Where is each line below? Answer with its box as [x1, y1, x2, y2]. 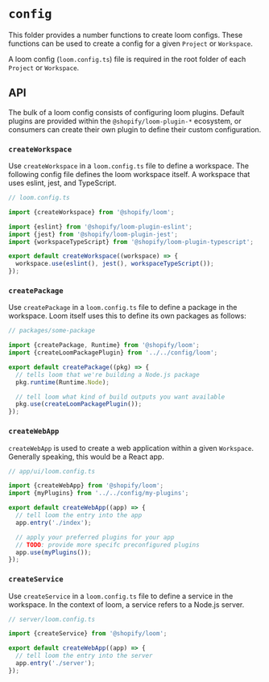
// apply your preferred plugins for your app [15, 533, 175, 541]
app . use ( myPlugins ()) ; [15, 548, 92, 556]
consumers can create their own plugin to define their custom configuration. [8, 124, 262, 134]
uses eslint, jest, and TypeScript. [8, 178, 117, 188]
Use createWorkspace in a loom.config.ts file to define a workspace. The [8, 161, 250, 171]
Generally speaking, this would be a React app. [8, 452, 165, 461]
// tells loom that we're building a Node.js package [15, 370, 200, 378]
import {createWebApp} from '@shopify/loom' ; [8, 482, 163, 490]
